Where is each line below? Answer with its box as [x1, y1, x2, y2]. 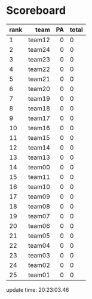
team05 [27, 231, 51, 240]
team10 [27, 182, 51, 190]
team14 [27, 143, 51, 151]
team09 [27, 192, 51, 201]
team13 [27, 153, 51, 162]
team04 [27, 241, 51, 250]
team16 [27, 124, 51, 132]
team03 [27, 251, 51, 259]
